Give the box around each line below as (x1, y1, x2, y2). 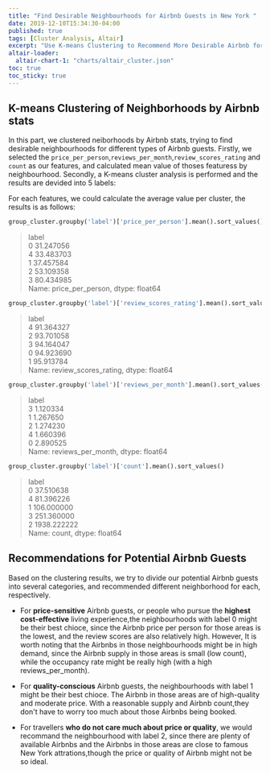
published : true (8, 27, 63, 35)
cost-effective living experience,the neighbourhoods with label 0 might (19, 614, 258, 624)
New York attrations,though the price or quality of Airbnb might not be (19, 748, 252, 758)
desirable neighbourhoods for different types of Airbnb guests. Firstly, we (8, 144, 252, 154)
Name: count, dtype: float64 (27, 528, 122, 538)
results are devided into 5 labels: (8, 178, 117, 188)
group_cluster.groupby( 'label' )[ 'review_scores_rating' (8, 300, 199, 308)
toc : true (8, 64, 42, 72)
